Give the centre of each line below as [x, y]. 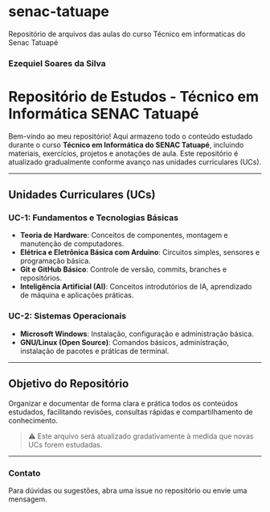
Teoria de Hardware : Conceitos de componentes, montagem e [124, 235]
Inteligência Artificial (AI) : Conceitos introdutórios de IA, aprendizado [136, 287]
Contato [25, 472]
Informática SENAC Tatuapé [104, 114]
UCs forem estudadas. [65, 444]
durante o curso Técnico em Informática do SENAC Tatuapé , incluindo [126, 144]
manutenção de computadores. [72, 244]
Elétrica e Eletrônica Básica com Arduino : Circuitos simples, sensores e [140, 252]
